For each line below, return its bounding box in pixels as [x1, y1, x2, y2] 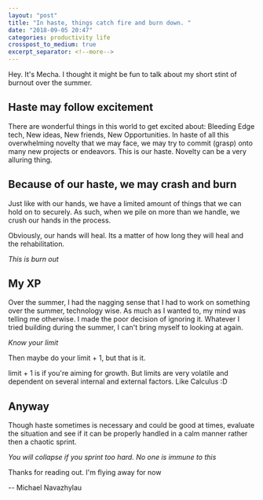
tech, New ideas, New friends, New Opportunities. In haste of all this [8, 130, 229, 139]
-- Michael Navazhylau [8, 483, 82, 492]
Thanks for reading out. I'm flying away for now [8, 468, 162, 477]
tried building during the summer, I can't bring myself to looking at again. [8, 323, 243, 333]
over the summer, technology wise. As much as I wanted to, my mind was [8, 306, 247, 315]
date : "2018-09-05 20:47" [8, 26, 93, 34]
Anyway [8, 399, 49, 413]
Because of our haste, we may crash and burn [8, 178, 237, 191]
